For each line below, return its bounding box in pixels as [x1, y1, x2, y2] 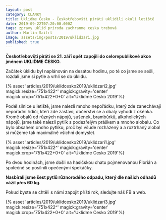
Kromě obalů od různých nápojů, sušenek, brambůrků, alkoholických [5, 114, 146, 120]
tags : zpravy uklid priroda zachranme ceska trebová [5, 26, 117, 31]
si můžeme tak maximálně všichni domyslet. [5, 130, 96, 136]
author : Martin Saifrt [5, 30, 53, 35]
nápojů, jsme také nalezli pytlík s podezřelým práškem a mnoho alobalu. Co [5, 119, 160, 125]
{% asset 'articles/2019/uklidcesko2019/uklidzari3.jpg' [5, 199, 117, 205]
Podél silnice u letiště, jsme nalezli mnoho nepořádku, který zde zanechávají [5, 103, 161, 109]
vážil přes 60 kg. [5, 179, 41, 185]
